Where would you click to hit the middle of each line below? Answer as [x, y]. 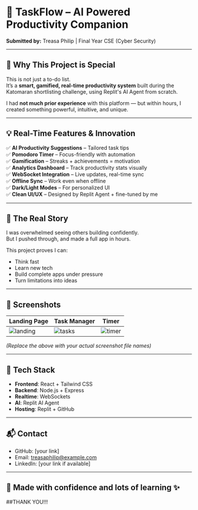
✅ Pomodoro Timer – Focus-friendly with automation [71, 154]
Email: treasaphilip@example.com [56, 457]
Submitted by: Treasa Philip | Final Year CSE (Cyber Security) [81, 41]
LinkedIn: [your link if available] [52, 463]
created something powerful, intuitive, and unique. [67, 109]
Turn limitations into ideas [46, 281]
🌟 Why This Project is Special [61, 65]
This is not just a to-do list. [38, 79]
